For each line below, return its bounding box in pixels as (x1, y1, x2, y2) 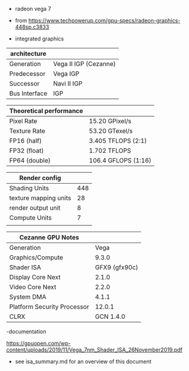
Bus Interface (9, 89, 48, 98)
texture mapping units (9, 194, 71, 202)
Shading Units (9, 184, 50, 192)
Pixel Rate (9, 117, 37, 125)
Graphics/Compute (9, 253, 63, 261)
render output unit (9, 204, 61, 212)
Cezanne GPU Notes (19, 233, 80, 241)
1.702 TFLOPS (89, 147, 132, 155)
